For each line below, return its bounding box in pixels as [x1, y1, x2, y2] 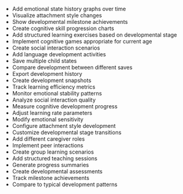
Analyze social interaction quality [12, 96, 96, 103]
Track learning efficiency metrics [12, 83, 96, 91]
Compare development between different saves [12, 64, 133, 71]
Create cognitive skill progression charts [12, 24, 114, 32]
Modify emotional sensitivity [12, 116, 84, 123]
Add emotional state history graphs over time [12, 6, 127, 12]
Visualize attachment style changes [12, 12, 102, 19]
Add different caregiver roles [12, 135, 85, 143]
